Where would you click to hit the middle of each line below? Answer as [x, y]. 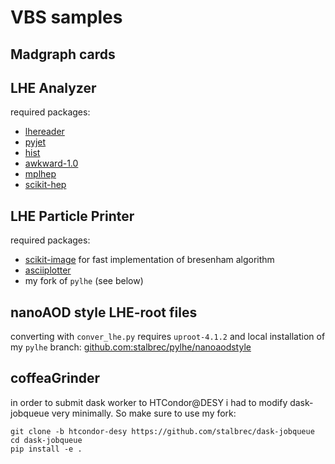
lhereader [44, 132]
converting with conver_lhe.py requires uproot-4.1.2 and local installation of [168, 337]
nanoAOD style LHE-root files [104, 312]
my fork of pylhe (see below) [84, 281]
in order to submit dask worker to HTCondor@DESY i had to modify [149, 402]
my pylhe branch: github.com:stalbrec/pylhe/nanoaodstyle [131, 347]
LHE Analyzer [53, 87]
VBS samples [66, 17]
